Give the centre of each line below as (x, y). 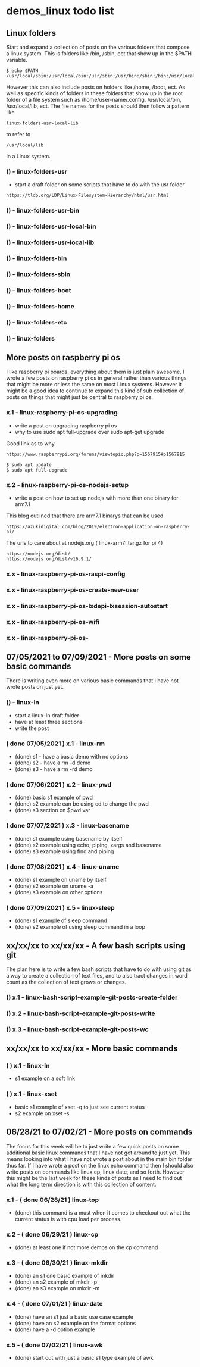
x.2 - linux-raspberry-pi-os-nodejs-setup (68, 485)
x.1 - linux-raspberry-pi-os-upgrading (62, 413)
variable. (17, 60)
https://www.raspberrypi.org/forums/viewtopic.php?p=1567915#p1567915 (96, 454)
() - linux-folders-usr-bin (43, 211)
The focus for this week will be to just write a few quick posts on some (93, 1146)
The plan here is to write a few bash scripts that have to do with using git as (99, 969)
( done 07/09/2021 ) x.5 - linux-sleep (60, 907)
